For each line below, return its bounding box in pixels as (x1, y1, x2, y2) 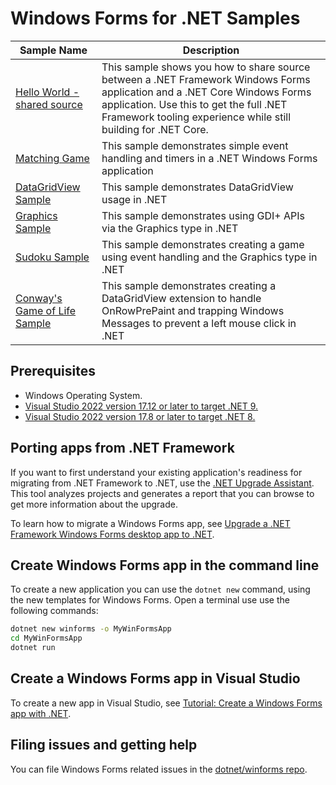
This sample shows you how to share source (101, 60, 311, 74)
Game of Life (15, 303, 77, 317)
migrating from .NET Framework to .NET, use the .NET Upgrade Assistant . (10, 477, 315, 489)
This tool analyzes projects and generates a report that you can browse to (10, 487, 315, 499)
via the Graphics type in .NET (101, 221, 239, 235)
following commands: (10, 605, 99, 617)
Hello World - (15, 85, 80, 99)
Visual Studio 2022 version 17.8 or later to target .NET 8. (24, 410, 256, 422)
